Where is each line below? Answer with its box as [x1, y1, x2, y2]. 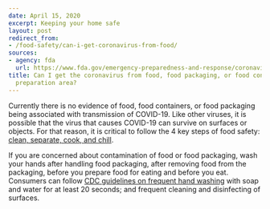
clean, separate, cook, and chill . [8, 135, 114, 144]
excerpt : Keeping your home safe [8, 19, 121, 27]
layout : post [8, 26, 52, 34]
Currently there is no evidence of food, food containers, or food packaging [8, 101, 256, 111]
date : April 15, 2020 [8, 11, 81, 20]
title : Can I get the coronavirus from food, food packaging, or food [8, 71, 250, 79]
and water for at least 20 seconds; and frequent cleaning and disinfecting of [8, 184, 261, 194]
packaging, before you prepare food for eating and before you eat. [8, 167, 229, 177]
